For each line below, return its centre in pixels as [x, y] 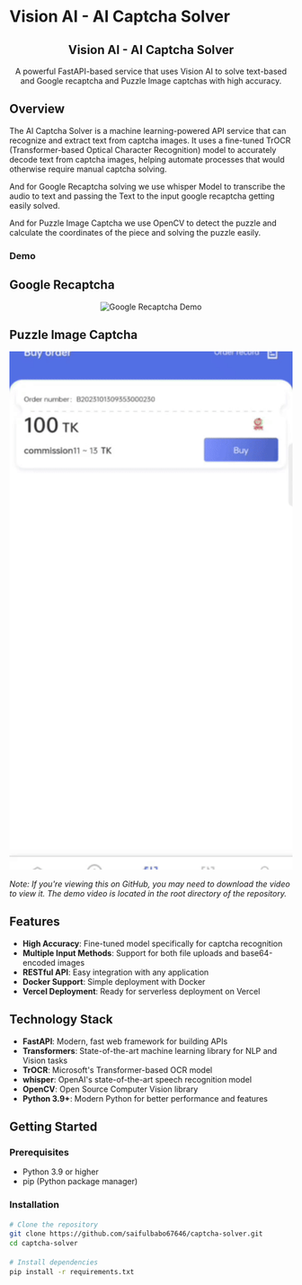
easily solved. [35, 205]
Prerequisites [39, 1152]
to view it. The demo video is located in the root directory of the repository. [148, 893]
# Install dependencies [54, 1263]
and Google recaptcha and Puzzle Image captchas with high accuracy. [151, 81]
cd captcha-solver [44, 1244]
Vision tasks [45, 1060]
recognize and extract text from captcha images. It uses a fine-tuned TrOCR [150, 140]
